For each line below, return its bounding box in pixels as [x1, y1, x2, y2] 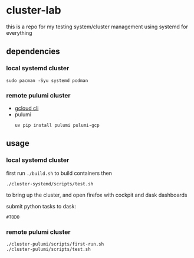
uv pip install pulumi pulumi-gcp [14, 122, 100, 128]
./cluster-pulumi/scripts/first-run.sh [6, 241, 104, 247]
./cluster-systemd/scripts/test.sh [6, 181, 94, 187]
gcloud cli [14, 104, 39, 112]
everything [6, 29, 32, 36]
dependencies [6, 47, 60, 57]
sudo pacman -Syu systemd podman [6, 77, 88, 83]
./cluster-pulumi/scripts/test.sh [6, 246, 91, 252]
